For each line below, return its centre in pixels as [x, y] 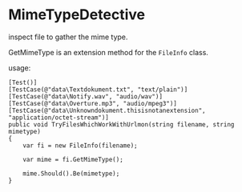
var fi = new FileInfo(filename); [80, 146]
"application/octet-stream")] [59, 118]
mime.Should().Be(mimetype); [71, 174]
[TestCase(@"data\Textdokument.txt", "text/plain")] [98, 90]
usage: [20, 68]
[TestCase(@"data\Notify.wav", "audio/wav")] [85, 96]
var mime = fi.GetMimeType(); [73, 159]
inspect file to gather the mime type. [68, 37]
